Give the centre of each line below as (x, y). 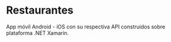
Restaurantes (40, 10)
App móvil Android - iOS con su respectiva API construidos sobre (86, 27)
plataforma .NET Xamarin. (38, 33)
